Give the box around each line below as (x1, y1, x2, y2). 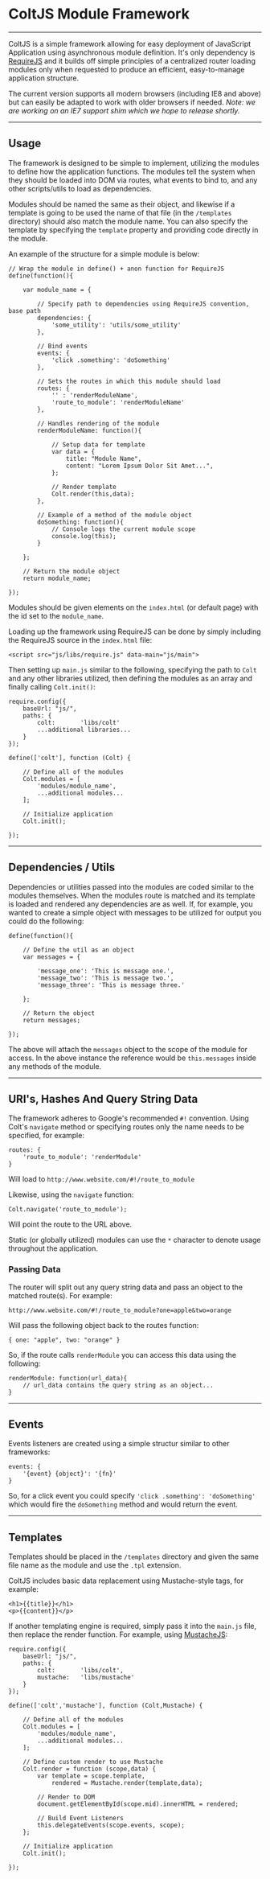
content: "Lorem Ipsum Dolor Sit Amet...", (65, 462, 215, 470)
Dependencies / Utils (8, 861, 115, 874)
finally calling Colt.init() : (8, 681, 96, 692)
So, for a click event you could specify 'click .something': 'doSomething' (8, 1491, 256, 1501)
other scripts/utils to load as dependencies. (8, 183, 153, 193)
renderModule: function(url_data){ (8, 1374, 128, 1382)
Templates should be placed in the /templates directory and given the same (8, 1552, 260, 1561)
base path (8, 306, 42, 315)
